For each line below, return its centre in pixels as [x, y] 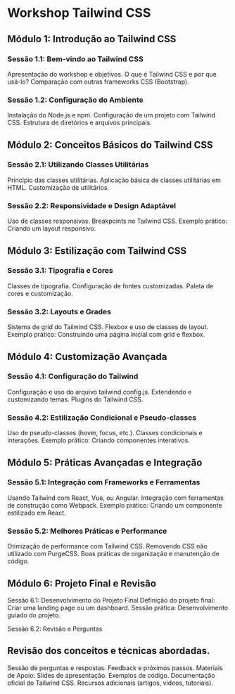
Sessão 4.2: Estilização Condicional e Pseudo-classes [102, 418]
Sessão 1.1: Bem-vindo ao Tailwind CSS [76, 59]
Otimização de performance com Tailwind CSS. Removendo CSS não [107, 546]
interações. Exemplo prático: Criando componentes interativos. [99, 440]
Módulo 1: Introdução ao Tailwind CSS [92, 39]
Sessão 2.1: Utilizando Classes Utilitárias [78, 165]
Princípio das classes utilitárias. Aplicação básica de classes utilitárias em [114, 180]
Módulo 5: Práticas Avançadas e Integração [105, 462]
